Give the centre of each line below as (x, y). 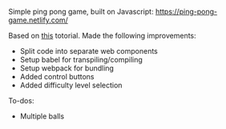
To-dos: (21, 101)
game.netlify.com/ (38, 20)
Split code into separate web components (89, 51)
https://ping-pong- (186, 12)
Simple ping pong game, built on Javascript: (81, 12)
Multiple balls (42, 116)
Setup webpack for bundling (67, 68)
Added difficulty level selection (71, 85)
